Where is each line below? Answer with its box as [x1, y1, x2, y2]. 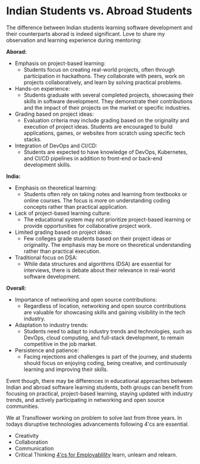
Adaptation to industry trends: [14, 321, 89, 329]
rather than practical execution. [23, 248, 101, 255]
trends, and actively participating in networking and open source [6, 396, 165, 403]
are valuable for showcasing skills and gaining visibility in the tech [23, 308, 186, 315]
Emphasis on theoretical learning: [14, 184, 97, 191]
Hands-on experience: [14, 85, 70, 92]
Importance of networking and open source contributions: [14, 296, 157, 303]
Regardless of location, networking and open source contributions [23, 302, 186, 310]
